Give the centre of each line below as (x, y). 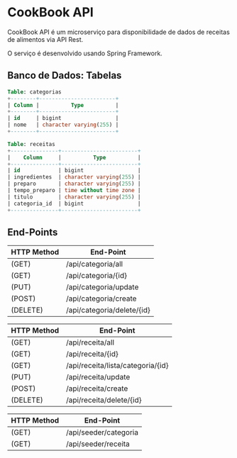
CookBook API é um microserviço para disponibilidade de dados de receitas (119, 32)
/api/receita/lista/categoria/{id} (117, 366)
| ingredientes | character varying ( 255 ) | (74, 177)
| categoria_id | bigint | (74, 203)
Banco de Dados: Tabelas (65, 76)
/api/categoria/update (103, 287)
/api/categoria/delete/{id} (108, 311)
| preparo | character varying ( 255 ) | (74, 184)
